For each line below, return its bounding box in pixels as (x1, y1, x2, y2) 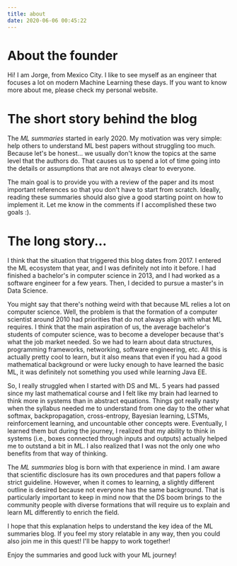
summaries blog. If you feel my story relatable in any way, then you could (7, 529, 221, 538)
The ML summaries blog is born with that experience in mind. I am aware (7, 463, 220, 472)
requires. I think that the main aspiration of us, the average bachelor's (7, 323, 210, 332)
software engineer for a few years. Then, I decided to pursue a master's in (7, 279, 224, 288)
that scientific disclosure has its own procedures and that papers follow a (7, 470, 221, 479)
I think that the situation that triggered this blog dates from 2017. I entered (7, 256, 221, 265)
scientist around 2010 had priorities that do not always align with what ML (7, 315, 222, 324)
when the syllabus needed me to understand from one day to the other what (7, 404, 230, 413)
